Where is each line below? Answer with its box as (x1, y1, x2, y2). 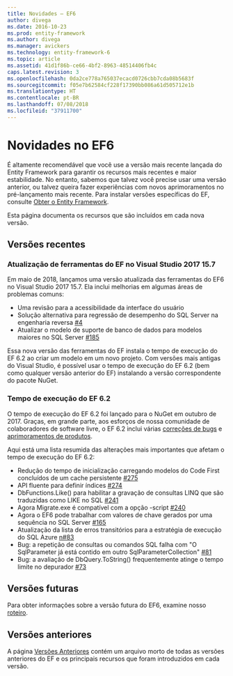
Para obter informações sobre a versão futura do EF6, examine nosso (7, 601, 207, 610)
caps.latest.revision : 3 (7, 68, 79, 75)
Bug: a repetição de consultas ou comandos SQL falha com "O (17, 540, 197, 548)
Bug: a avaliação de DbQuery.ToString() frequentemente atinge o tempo (17, 555, 224, 563)
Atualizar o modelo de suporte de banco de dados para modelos (17, 325, 202, 335)
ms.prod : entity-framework (7, 29, 86, 37)
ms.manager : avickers (7, 43, 70, 49)
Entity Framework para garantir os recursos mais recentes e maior (7, 168, 197, 176)
